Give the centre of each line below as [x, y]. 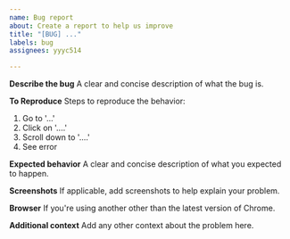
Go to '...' [38, 119]
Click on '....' [45, 128]
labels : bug [31, 42]
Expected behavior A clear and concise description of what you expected [145, 164]
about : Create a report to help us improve [91, 26]
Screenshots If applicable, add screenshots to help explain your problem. [145, 191]
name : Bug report [41, 17]
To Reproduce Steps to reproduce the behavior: [97, 101]
